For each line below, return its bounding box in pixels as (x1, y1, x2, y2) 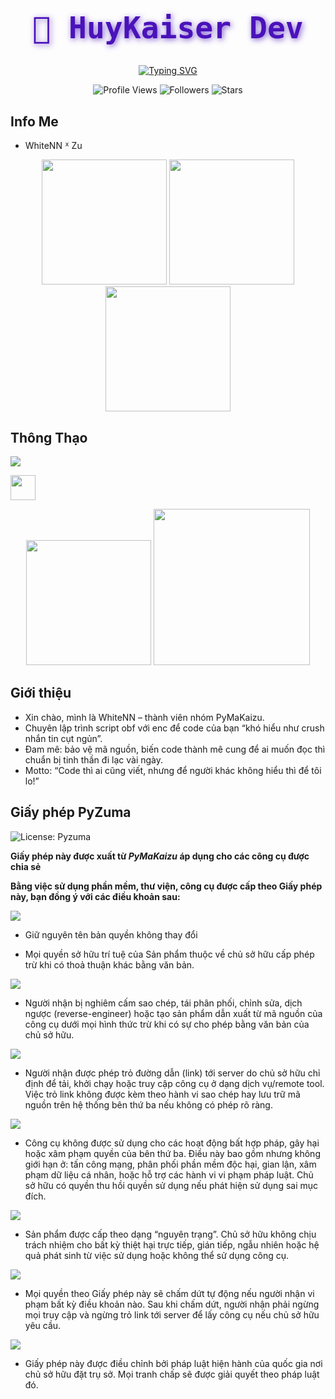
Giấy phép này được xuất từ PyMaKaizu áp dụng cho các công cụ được (10, 850, 310, 862)
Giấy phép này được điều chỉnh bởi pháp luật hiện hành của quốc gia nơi (24, 1357, 323, 1369)
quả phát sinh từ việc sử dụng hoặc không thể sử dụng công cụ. (24, 1249, 289, 1261)
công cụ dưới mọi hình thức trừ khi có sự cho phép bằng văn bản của (24, 1018, 310, 1030)
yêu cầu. (24, 1319, 62, 1331)
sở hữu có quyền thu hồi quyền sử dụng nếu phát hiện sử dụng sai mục (24, 1179, 319, 1191)
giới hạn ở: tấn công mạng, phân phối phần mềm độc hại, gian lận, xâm (24, 1158, 317, 1170)
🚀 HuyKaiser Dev (32, 10, 304, 46)
